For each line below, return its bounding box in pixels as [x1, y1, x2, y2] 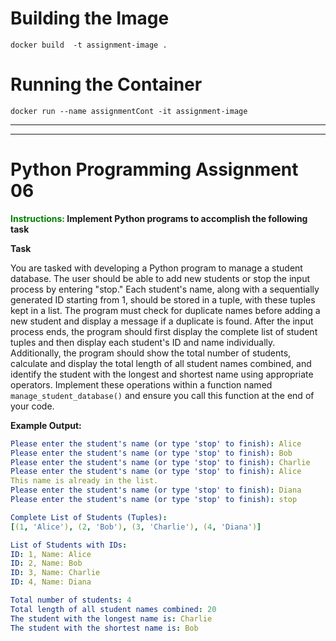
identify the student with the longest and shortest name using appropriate [10, 368, 314, 380]
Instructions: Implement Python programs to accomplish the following [10, 212, 308, 224]
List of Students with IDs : [10, 540, 128, 550]
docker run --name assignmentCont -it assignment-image [10, 106, 248, 116]
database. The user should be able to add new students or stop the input [10, 272, 311, 284]
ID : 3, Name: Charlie [10, 568, 101, 578]
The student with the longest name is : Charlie [10, 613, 213, 624]
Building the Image [10, 7, 170, 30]
